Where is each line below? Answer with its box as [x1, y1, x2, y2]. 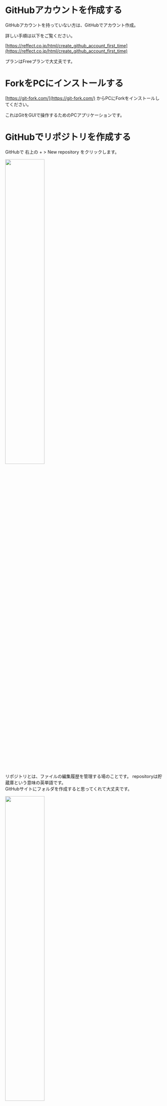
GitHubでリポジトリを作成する [5, 131, 131, 143]
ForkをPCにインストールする [5, 78, 124, 89]
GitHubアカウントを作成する [5, 4, 122, 16]
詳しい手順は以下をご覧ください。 [5, 32, 75, 38]
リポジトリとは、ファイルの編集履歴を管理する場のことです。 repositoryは [5, 773, 158, 779]
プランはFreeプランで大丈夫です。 [5, 58, 75, 64]
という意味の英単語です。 [13, 779, 66, 785]
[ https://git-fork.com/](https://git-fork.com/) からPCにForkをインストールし [5, 95, 160, 101]
